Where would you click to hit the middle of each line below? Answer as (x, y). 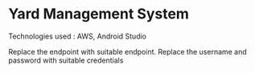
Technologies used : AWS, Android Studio (78, 36)
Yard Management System (99, 14)
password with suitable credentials (66, 60)
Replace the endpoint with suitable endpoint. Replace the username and (127, 51)
